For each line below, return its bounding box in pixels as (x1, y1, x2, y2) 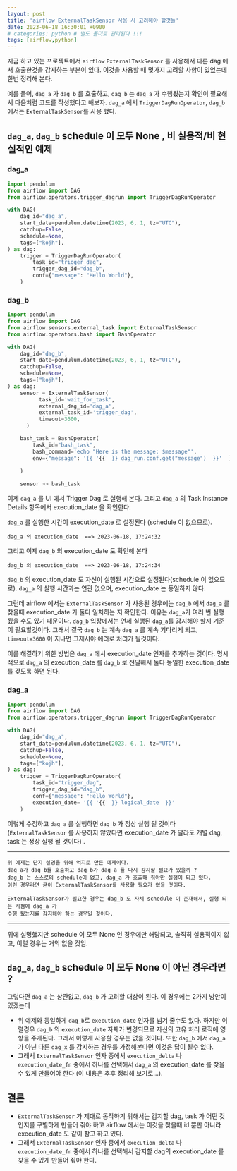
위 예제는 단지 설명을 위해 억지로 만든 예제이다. (7, 858, 130, 866)
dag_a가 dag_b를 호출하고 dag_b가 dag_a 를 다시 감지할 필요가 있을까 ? (7, 866, 197, 873)
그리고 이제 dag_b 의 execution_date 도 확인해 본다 (7, 547, 148, 555)
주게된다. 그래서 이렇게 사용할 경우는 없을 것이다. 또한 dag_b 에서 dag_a (30, 1034, 226, 1043)
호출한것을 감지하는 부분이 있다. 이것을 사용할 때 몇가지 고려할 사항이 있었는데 (14, 66, 228, 74)
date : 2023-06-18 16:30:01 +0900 (7, 23, 106, 30)
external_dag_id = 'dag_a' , (38, 403, 115, 410)
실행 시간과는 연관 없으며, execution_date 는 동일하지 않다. (43, 584, 206, 593)
